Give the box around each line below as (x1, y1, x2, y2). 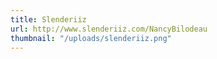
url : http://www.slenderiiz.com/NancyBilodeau (10, 24, 208, 34)
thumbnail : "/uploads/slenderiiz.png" (10, 33, 172, 43)
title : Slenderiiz (10, 14, 87, 25)
